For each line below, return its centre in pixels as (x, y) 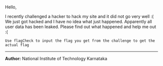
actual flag (17, 45)
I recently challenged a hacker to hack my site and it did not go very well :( (79, 16)
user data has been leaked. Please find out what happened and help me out (81, 27)
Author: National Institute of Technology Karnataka (56, 58)
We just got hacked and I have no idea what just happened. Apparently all (78, 22)
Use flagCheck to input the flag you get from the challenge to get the (80, 41)
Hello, (11, 7)
